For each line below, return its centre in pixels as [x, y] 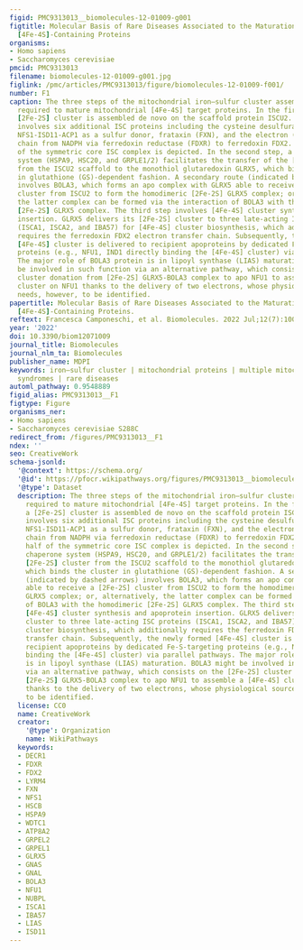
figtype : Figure [40, 404]
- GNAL [30, 873]
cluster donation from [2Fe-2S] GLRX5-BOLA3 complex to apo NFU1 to [149, 278]
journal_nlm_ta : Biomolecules [66, 353]
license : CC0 [42, 706]
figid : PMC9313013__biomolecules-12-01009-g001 [101, 18]
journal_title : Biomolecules [64, 345]
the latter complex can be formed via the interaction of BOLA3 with [151, 203]
